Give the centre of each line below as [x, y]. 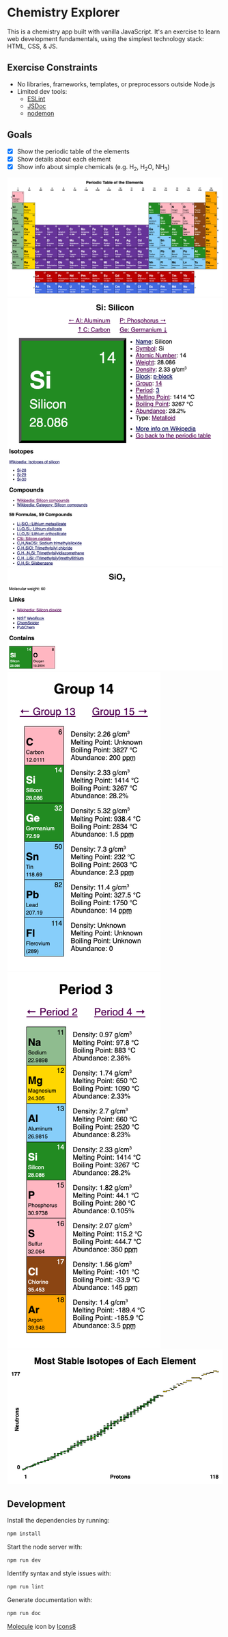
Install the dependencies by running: [58, 1521]
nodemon [41, 113]
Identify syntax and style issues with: [59, 1573]
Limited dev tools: [42, 91]
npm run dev [24, 1560]
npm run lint [26, 1586]
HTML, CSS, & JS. [32, 46]
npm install [24, 1534]
